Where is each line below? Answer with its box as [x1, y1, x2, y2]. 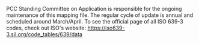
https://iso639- [87, 24, 125, 31]
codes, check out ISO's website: [6, 24, 87, 31]
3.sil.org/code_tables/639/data [6, 31, 83, 38]
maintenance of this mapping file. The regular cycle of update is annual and [6, 11, 194, 19]
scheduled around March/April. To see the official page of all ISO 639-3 [6, 18, 183, 25]
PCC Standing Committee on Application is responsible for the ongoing [6, 5, 182, 12]
